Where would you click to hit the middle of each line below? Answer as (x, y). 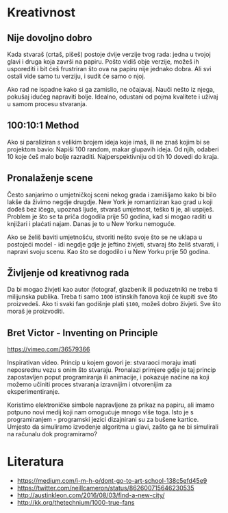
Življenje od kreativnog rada (68, 273)
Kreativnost (41, 13)
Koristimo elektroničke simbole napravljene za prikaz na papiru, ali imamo (111, 405)
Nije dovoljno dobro (50, 38)
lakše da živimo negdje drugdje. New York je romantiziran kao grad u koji (110, 202)
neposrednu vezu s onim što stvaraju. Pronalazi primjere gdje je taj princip (112, 370)
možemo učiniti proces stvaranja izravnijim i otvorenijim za (90, 384)
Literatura (36, 462)
